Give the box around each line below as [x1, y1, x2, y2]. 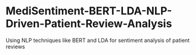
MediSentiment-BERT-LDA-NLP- [5, 4, 172, 18]
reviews [5, 43, 25, 50]
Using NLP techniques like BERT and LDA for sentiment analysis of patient [5, 36, 190, 44]
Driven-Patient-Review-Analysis [5, 17, 172, 30]
